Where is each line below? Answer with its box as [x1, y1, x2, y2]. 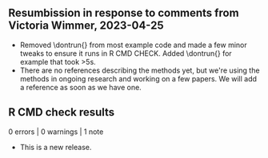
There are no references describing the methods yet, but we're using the [19, 65, 260, 75]
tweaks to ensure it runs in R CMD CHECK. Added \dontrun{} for [19, 48, 232, 58]
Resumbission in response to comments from [8, 6, 239, 20]
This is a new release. [19, 142, 92, 152]
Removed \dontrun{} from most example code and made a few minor [19, 40, 247, 49]
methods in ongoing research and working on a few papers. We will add [19, 73, 258, 83]
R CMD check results [8, 105, 115, 119]
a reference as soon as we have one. [19, 82, 142, 92]
